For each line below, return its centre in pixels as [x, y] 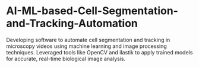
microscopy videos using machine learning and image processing [87, 46]
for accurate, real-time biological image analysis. [66, 59]
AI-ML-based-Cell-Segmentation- [92, 11]
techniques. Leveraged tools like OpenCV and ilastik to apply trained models [99, 52]
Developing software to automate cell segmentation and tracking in [88, 40]
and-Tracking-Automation [72, 23]
